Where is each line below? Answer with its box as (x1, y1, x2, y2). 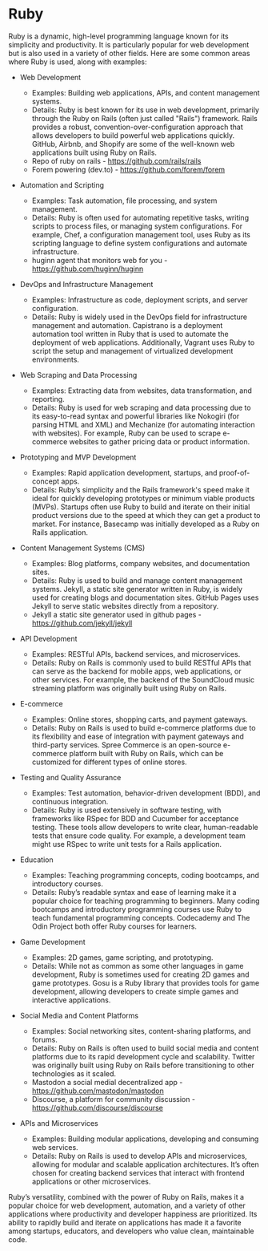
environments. (31, 354, 80, 364)
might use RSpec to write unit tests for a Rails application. (31, 839, 222, 848)
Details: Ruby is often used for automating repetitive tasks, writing (31, 213, 250, 222)
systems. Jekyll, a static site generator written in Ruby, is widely (31, 584, 242, 593)
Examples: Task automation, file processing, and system (31, 196, 218, 205)
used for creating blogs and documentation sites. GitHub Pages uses (31, 593, 259, 602)
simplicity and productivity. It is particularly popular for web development (8, 39, 250, 49)
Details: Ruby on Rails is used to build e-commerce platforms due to (31, 723, 256, 732)
